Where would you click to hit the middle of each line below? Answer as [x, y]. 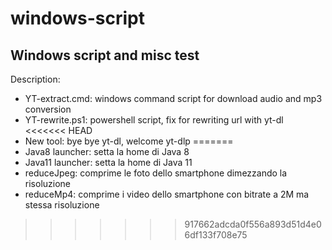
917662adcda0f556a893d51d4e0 [253, 224]
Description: [35, 79]
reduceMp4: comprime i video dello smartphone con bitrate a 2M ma [167, 194]
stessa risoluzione [62, 205]
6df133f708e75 [216, 235]
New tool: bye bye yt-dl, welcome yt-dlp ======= [129, 141]
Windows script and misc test [105, 55]
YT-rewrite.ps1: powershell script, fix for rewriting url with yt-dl [154, 120]
